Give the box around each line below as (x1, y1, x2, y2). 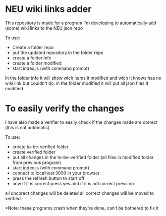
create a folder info (12, 54, 52, 60)
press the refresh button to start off (12, 175, 85, 181)
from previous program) (12, 160, 61, 165)
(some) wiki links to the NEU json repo (5, 25, 83, 31)
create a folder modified (12, 60, 62, 66)
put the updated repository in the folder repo (12, 50, 104, 55)
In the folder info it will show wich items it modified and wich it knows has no (5, 75, 162, 81)
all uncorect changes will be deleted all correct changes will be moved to (5, 190, 154, 196)
